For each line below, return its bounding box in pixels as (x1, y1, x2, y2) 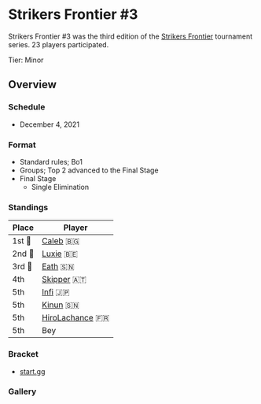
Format (8, 139, 37, 150)
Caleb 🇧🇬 (42, 235, 80, 246)
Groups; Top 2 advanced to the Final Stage (19, 165, 159, 175)
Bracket (8, 349, 39, 360)
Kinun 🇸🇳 (42, 299, 80, 310)
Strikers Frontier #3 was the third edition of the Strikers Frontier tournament (8, 32, 253, 41)
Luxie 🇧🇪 (42, 248, 79, 259)
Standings (8, 202, 49, 213)
